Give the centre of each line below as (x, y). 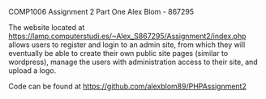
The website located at (47, 27)
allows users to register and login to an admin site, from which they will (127, 45)
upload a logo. (32, 71)
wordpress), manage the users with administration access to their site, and (133, 62)
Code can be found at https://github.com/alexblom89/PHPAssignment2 (128, 86)
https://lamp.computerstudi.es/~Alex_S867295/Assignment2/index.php (127, 36)
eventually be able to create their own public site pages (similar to (118, 53)
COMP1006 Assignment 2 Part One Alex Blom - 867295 (101, 12)
